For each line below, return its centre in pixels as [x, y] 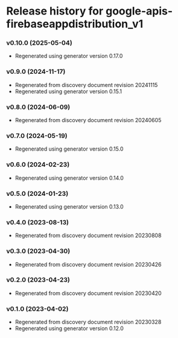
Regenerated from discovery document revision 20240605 [88, 120]
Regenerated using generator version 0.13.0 [69, 206]
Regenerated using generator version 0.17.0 [69, 56]
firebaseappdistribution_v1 [75, 24]
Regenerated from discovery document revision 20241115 [86, 85]
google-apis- [139, 11]
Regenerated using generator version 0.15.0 [69, 149]
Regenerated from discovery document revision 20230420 [88, 293]
